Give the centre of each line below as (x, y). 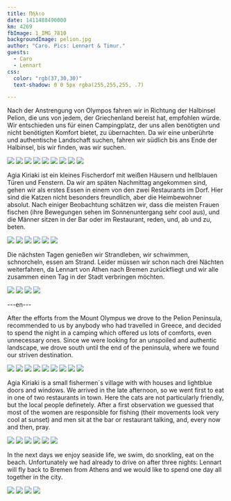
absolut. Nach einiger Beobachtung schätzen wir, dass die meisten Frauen (113, 205)
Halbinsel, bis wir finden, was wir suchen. (67, 147)
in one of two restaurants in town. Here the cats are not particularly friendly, (115, 397)
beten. (16, 227)
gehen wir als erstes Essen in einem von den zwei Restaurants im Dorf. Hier (115, 190)
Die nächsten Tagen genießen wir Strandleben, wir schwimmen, (99, 255)
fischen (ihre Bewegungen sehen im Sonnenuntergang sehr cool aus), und (113, 212)
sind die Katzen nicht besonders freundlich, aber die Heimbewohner (105, 197)
